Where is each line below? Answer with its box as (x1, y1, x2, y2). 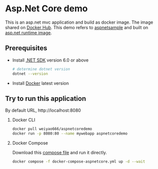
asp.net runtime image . (5, 30, 52, 35)
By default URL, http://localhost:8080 (5, 107, 81, 113)
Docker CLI (12, 117, 36, 123)
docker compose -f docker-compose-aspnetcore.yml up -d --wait (12, 159, 146, 164)
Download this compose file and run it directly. (12, 150, 107, 156)
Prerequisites (5, 44, 47, 52)
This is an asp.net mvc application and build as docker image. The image (5, 19, 154, 25)
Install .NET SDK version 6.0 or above (12, 57, 89, 63)
